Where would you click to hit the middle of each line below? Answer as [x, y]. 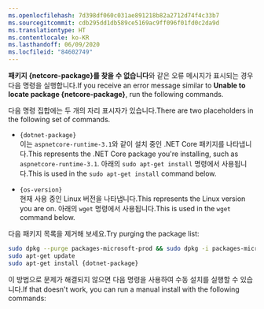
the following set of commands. [59, 119]
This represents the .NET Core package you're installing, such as [133, 154]
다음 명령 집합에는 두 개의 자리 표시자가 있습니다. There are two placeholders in [131, 110]
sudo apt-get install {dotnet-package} [73, 263]
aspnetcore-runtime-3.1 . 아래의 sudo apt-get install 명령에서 [119, 164]
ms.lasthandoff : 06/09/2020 [54, 45]
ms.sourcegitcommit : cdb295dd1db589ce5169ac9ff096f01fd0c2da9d [114, 23]
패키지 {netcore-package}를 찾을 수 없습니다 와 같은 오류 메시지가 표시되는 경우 [131, 75]
